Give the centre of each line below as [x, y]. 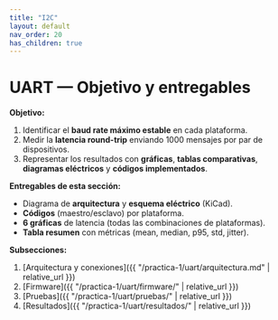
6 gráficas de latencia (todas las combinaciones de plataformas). [144, 223]
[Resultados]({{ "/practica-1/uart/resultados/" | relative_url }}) [136, 306]
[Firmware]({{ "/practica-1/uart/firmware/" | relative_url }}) [130, 287]
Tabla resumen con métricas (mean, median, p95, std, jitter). [136, 232]
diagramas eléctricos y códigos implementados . [115, 169]
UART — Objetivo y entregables [130, 88]
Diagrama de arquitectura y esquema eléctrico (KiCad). [127, 203]
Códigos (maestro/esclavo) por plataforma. [103, 213]
